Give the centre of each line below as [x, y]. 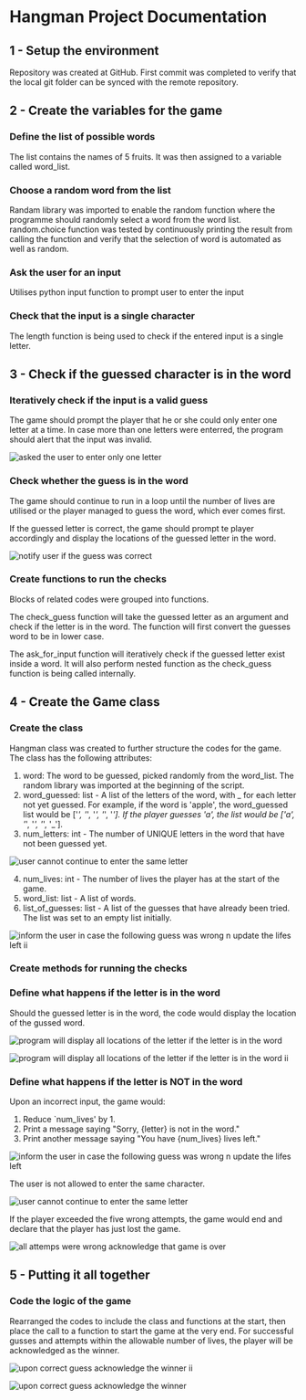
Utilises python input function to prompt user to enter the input [127, 292]
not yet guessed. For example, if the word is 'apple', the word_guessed [155, 805]
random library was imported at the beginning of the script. [133, 785]
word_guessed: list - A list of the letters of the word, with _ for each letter [159, 795]
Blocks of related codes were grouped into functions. [109, 599]
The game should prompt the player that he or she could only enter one [143, 420]
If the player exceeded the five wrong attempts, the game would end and [146, 1219]
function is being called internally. [73, 673]
